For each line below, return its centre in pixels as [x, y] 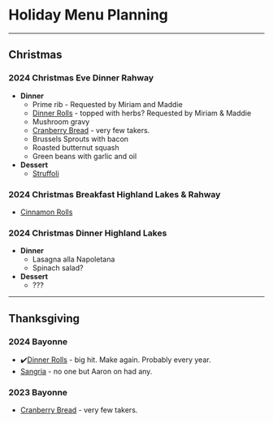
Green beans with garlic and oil [84, 156]
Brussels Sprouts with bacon [80, 139]
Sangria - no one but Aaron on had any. [86, 371]
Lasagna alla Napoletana [74, 259]
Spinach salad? [58, 268]
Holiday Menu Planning [89, 15]
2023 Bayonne [38, 392]
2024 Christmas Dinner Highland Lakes [88, 233]
